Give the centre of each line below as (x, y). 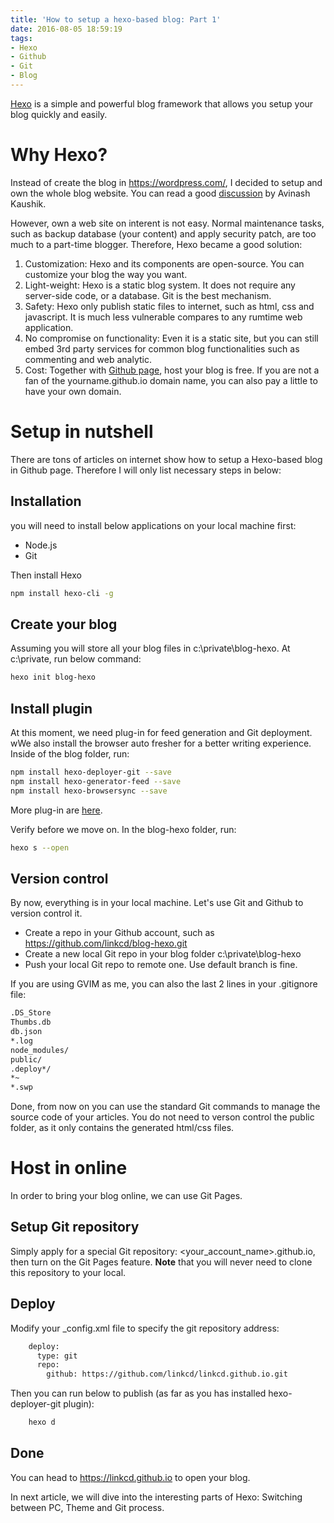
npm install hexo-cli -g (62, 593)
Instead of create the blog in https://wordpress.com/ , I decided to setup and (166, 182)
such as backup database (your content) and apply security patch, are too (163, 233)
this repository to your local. (68, 1272)
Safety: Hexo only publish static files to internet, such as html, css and (169, 306)
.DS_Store (31, 1013)
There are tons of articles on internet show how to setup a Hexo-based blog (166, 459)
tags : (21, 38)
